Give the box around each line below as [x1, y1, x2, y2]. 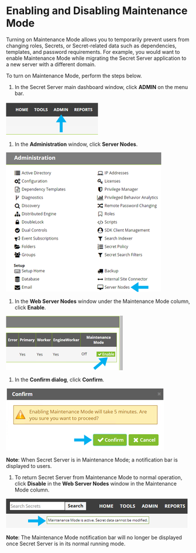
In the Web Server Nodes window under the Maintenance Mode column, [14, 298, 190, 305]
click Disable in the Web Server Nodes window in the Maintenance [14, 480, 177, 487]
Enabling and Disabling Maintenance [6, 4, 188, 18]
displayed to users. [6, 462, 52, 469]
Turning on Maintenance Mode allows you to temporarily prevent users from [6, 36, 190, 43]
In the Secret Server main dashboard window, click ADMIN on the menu [14, 83, 188, 90]
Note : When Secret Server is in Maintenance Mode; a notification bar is [6, 456, 178, 463]
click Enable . [14, 303, 46, 311]
